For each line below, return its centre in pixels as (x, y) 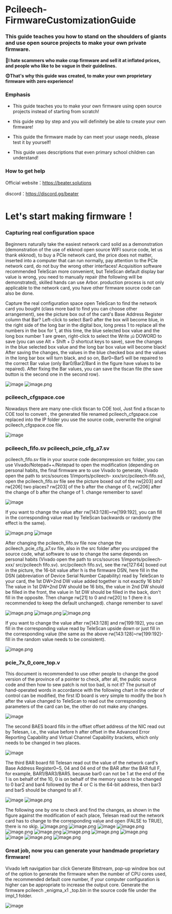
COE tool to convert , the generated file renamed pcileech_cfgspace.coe (81, 414)
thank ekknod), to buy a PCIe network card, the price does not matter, (79, 255)
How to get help (25, 171)
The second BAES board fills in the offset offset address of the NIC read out (85, 726)
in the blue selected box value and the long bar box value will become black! (86, 347)
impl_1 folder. (19, 895)
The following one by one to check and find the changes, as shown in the (83, 810)
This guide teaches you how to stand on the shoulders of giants (86, 36)
